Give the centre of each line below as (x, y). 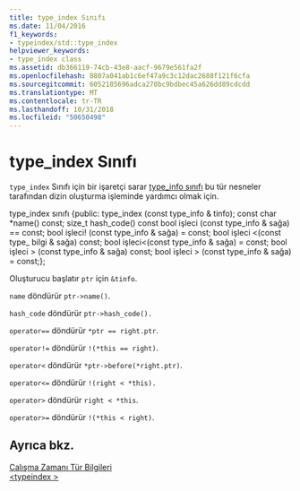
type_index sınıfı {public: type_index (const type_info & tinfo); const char (143, 214)
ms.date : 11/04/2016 (48, 26)
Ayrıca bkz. (42, 446)
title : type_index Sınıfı (57, 17)
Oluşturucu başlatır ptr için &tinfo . (73, 279)
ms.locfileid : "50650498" (57, 117)
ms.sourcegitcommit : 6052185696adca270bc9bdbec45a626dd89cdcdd (130, 84)
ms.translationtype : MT (54, 92)
